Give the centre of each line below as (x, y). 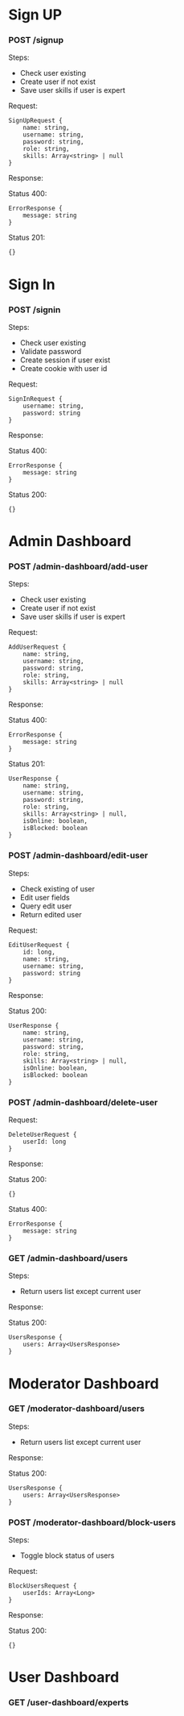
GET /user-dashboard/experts (69, 1702)
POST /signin (35, 310)
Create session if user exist (65, 360)
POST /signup (36, 40)
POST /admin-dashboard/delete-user (83, 1102)
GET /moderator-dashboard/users (76, 1409)
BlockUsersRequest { (43, 1586)
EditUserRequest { (39, 945)
